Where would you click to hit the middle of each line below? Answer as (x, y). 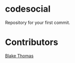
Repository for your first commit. (38, 22)
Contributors (32, 42)
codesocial (28, 9)
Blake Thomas (19, 56)
